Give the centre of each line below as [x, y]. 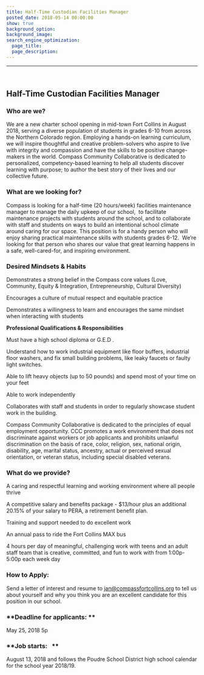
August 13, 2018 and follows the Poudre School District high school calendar [102, 659]
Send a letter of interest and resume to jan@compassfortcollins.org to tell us [102, 588]
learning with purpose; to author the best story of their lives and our [91, 170]
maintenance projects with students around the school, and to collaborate [99, 218]
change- [177, 150]
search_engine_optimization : [43, 40]
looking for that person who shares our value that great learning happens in [101, 244]
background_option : [31, 29]
